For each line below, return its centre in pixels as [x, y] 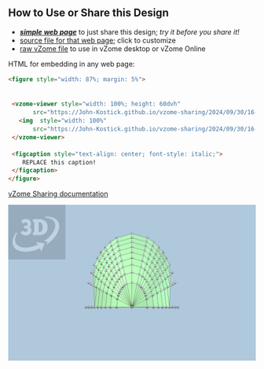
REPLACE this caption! [59, 162]
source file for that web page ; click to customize [98, 40]
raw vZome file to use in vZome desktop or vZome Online [112, 48]
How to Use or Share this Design [88, 13]
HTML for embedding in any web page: [71, 64]
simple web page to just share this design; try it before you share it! [129, 31]
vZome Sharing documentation [58, 194]
